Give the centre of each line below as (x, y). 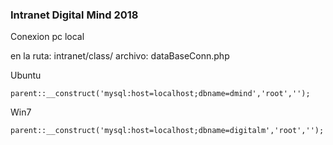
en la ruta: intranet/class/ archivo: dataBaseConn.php (120, 56)
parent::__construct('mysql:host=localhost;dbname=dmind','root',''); (160, 94)
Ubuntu (26, 75)
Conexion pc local (47, 37)
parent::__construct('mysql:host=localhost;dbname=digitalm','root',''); (167, 131)
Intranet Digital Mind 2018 (74, 15)
